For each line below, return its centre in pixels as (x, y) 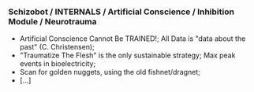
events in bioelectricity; (58, 64)
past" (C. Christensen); (57, 47)
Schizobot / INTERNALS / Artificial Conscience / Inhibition (121, 12)
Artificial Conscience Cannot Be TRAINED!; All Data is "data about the (133, 39)
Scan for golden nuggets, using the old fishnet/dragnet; (110, 72)
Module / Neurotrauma (52, 21)
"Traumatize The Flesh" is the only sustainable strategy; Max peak (127, 55)
